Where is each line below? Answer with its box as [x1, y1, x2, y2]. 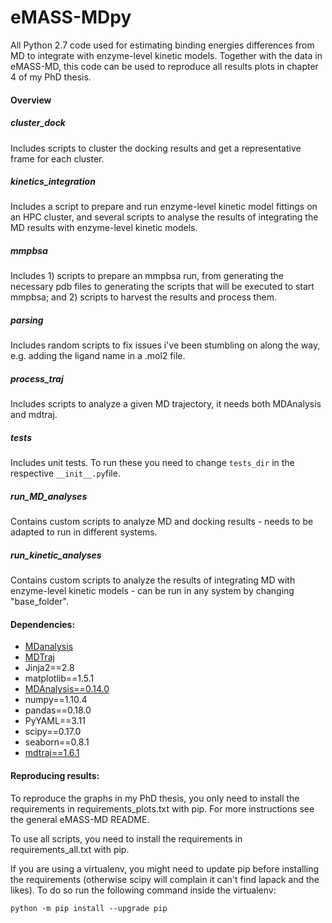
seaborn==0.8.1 [24, 736, 90, 748]
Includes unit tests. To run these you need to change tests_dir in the [10, 457, 295, 469]
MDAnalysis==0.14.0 [24, 683, 110, 695]
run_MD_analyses [10, 490, 88, 502]
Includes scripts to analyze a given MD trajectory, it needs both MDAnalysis [10, 398, 322, 410]
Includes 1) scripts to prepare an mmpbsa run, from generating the [10, 270, 284, 282]
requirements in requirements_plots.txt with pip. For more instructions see [10, 802, 315, 815]
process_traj [10, 373, 64, 385]
